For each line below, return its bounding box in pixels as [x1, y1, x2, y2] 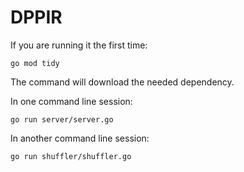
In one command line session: [10, 95, 133, 107]
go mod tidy [10, 58, 60, 68]
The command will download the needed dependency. [10, 76, 235, 88]
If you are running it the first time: [10, 39, 148, 51]
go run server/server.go [10, 114, 114, 125]
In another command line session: [10, 132, 150, 144]
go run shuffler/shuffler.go [10, 151, 132, 161]
